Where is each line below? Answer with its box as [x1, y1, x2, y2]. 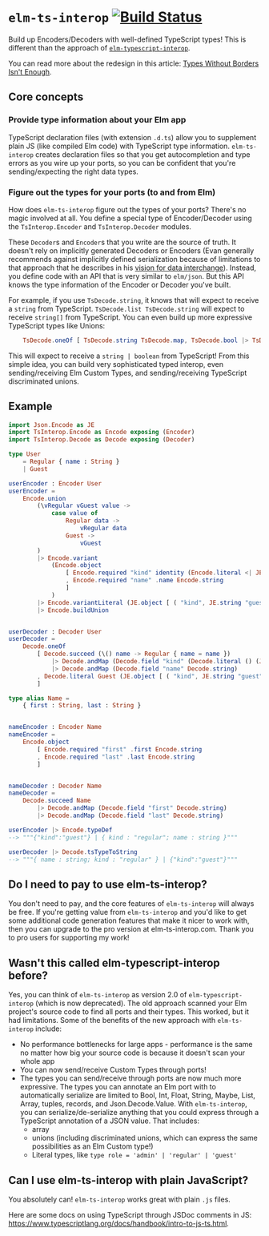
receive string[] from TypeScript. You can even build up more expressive [8, 312, 253, 322]
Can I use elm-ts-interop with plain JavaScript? [8, 1174, 249, 1187]
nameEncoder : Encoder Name [8, 723, 102, 731]
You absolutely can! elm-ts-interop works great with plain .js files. [8, 1194, 231, 1204]
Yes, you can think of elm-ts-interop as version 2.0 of [8, 990, 187, 1000]
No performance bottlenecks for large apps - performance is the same [19, 1040, 253, 1049]
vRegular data [79, 525, 127, 533]
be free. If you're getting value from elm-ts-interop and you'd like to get [8, 908, 247, 917]
